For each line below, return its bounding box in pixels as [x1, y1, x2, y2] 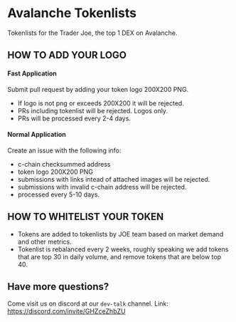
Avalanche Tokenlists [7, 5, 137, 21]
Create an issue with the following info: [7, 146, 122, 155]
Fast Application [7, 69, 57, 78]
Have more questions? [7, 280, 109, 293]
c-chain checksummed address [17, 160, 111, 168]
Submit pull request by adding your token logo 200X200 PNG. [7, 85, 189, 93]
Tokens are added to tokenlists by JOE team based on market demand [17, 229, 224, 238]
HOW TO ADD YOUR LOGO [7, 49, 127, 61]
